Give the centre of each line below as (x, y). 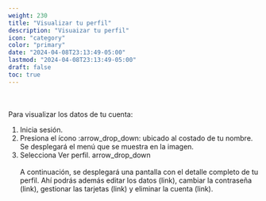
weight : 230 (28, 15)
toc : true (25, 75)
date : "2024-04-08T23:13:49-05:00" (67, 52)
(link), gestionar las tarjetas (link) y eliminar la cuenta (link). (116, 188)
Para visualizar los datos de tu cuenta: (71, 114)
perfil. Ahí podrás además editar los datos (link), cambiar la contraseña (136, 180)
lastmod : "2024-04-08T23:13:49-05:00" (72, 60)
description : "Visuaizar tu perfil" (69, 30)
